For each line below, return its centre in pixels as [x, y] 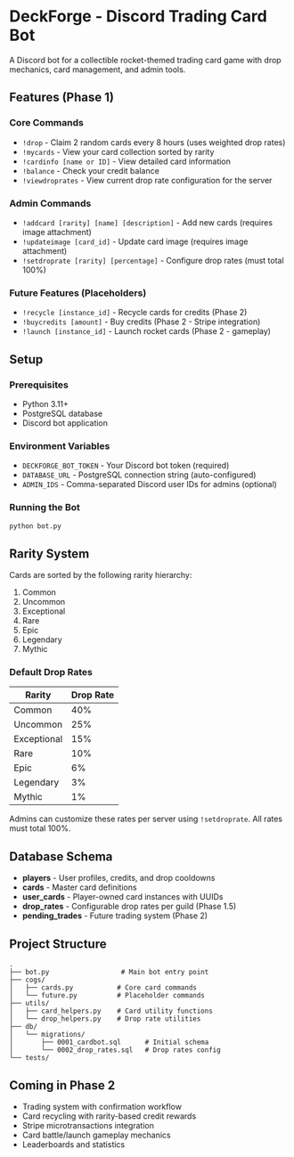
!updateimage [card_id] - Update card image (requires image [135, 241]
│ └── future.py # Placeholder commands [107, 996]
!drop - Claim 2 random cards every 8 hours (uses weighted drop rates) [154, 142]
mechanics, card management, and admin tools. [98, 69]
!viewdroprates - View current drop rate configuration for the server [147, 180]
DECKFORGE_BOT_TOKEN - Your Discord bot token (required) [126, 466]
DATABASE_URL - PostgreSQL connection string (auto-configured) [139, 475]
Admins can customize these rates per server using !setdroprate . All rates [146, 819]
